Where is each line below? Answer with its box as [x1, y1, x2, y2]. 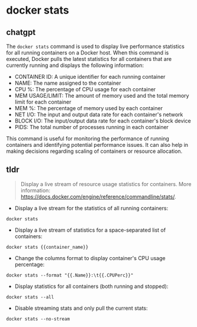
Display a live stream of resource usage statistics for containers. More [20, 180, 192, 187]
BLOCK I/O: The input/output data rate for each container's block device [14, 117, 191, 124]
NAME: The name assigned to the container [14, 79, 121, 86]
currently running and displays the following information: [6, 62, 144, 69]
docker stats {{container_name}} [6, 244, 89, 250]
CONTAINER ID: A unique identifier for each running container [14, 73, 166, 80]
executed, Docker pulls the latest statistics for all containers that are [6, 56, 172, 62]
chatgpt [6, 27, 36, 37]
